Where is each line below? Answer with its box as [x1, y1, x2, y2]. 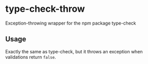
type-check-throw [5, 3, 85, 15]
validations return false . [5, 54, 56, 60]
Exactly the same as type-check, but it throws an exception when [5, 48, 143, 54]
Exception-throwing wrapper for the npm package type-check [5, 20, 136, 26]
